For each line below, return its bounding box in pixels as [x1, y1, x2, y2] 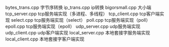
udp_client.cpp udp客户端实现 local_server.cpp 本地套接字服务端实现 [5, 30, 150, 35]
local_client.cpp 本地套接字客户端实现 [5, 36, 84, 42]
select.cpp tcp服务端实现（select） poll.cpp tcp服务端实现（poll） [11, 17, 151, 23]
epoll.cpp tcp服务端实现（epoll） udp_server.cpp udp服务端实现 [5, 23, 141, 29]
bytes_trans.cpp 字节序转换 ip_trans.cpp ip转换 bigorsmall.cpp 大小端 [5, 5, 152, 10]
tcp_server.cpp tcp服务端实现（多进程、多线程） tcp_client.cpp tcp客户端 [5, 11, 160, 17]
